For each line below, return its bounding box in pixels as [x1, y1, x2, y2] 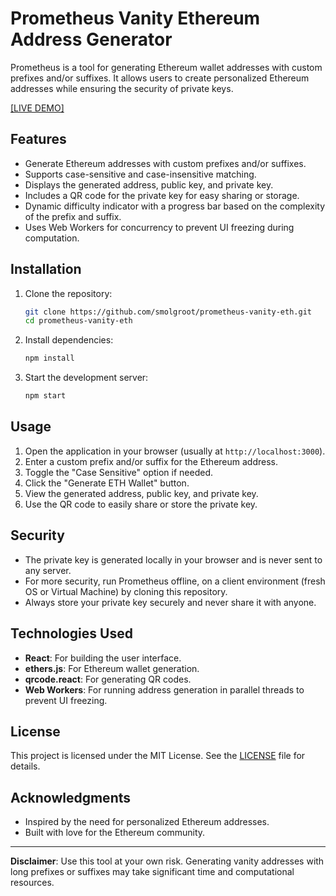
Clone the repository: [24, 287, 113, 299]
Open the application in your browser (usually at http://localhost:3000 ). [24, 445, 326, 457]
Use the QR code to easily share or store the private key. [24, 498, 258, 510]
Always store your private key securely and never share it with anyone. [24, 596, 317, 608]
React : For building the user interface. [24, 652, 182, 664]
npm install [24, 353, 75, 364]
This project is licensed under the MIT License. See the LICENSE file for [10, 750, 306, 762]
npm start [24, 391, 67, 401]
